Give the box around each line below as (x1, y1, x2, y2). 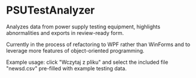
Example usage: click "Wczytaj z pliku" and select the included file (6, 58, 169, 66)
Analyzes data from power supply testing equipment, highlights (6, 23, 161, 30)
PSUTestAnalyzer (6, 4, 95, 17)
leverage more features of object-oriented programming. (6, 47, 145, 54)
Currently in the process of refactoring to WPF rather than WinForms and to (6, 41, 191, 48)
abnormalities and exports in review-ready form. (6, 29, 124, 36)
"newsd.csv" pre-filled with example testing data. (6, 64, 127, 71)
